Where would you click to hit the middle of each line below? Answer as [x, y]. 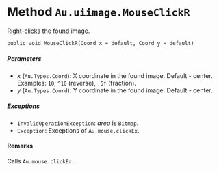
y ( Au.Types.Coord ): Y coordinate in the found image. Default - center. [115, 90]
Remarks [20, 146]
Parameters [24, 58]
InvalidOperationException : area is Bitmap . [78, 123]
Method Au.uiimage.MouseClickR [99, 12]
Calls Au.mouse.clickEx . [40, 161]
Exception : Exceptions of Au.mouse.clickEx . [78, 130]
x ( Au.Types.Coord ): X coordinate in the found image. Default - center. [115, 75]
